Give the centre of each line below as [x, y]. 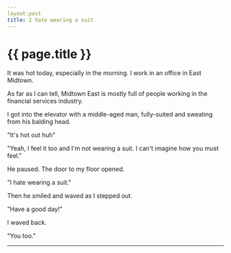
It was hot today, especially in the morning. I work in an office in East [104, 73]
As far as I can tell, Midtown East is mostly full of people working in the [107, 94]
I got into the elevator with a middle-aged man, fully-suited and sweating [110, 114]
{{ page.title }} [49, 54]
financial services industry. [45, 101]
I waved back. [27, 223]
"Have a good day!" [35, 209]
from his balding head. [39, 122]
